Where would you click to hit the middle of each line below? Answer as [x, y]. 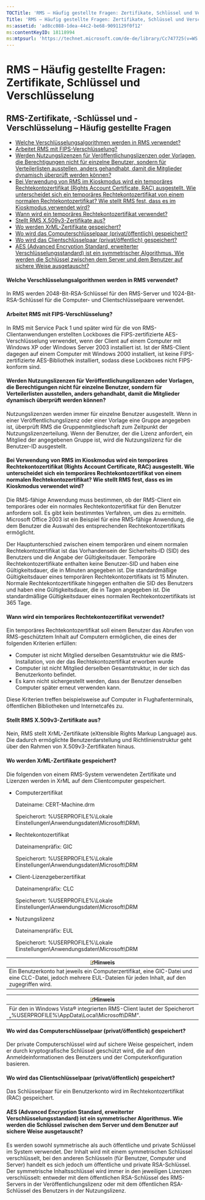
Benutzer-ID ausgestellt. [37, 446]
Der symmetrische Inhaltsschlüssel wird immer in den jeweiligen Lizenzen [99, 1171]
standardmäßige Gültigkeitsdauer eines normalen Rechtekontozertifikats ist [101, 596]
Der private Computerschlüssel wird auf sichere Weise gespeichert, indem [100, 1044]
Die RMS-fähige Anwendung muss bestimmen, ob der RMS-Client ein [94, 500]
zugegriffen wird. [30, 984]
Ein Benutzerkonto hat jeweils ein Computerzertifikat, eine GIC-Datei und [100, 971]
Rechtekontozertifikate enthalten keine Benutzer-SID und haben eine [92, 563]
